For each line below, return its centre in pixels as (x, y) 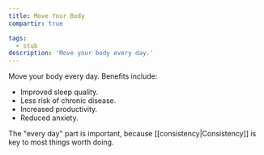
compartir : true (36, 24)
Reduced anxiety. (49, 118)
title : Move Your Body (47, 16)
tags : (17, 38)
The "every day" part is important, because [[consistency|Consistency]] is (132, 134)
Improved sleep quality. (59, 92)
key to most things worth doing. (61, 142)
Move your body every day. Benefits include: (83, 76)
